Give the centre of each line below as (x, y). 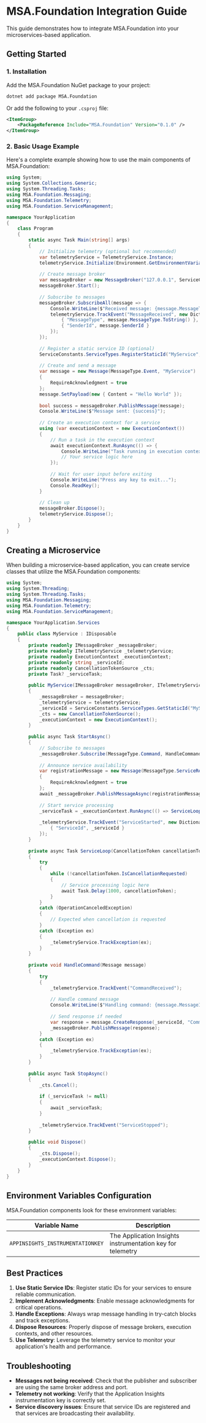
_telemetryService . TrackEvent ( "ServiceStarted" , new (108, 822)
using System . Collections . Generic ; (52, 183)
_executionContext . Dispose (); (78, 1159)
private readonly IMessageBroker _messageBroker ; (93, 645)
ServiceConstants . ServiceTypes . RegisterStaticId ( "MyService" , (120, 354)
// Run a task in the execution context (102, 440)
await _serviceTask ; (76, 1108)
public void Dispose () (57, 1142)
